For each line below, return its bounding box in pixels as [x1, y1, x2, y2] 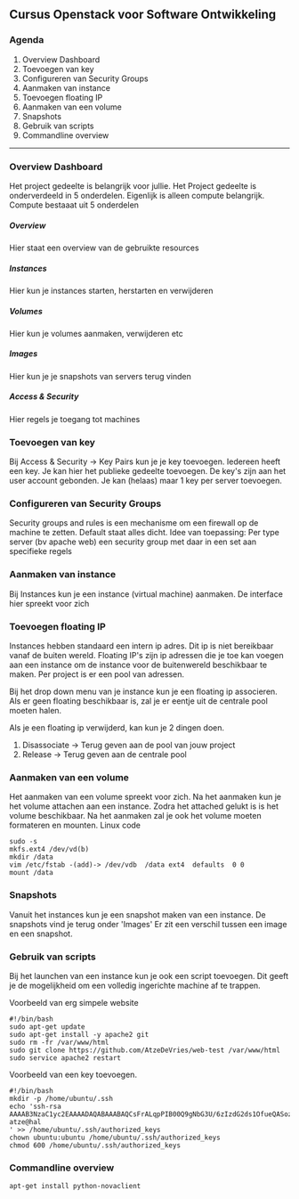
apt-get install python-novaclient [9, 1182, 141, 1191]
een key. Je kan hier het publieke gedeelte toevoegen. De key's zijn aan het [9, 466, 287, 477]
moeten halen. [9, 706, 62, 716]
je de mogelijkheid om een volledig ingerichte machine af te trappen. [9, 980, 261, 991]
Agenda [9, 34, 44, 46]
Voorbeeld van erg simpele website [9, 997, 140, 1007]
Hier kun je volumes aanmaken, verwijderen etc [9, 328, 184, 338]
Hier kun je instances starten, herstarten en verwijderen [9, 285, 214, 296]
